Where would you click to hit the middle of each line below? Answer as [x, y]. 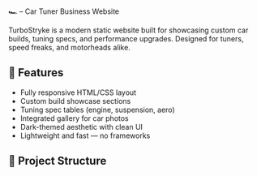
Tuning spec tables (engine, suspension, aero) [98, 109]
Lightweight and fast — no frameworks [85, 135]
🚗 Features [36, 73]
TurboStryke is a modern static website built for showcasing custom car [128, 30]
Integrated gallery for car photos [75, 118]
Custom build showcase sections [75, 101]
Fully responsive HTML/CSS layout [78, 92]
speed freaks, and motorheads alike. [70, 47]
